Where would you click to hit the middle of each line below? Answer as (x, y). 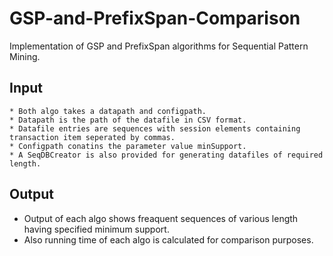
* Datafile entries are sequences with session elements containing (155, 128)
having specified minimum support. (96, 229)
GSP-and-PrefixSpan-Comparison (155, 18)
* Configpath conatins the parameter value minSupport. (128, 146)
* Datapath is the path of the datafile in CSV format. (128, 120)
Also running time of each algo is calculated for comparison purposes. (168, 239)
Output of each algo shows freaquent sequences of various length (161, 218)
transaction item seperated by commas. (92, 137)
